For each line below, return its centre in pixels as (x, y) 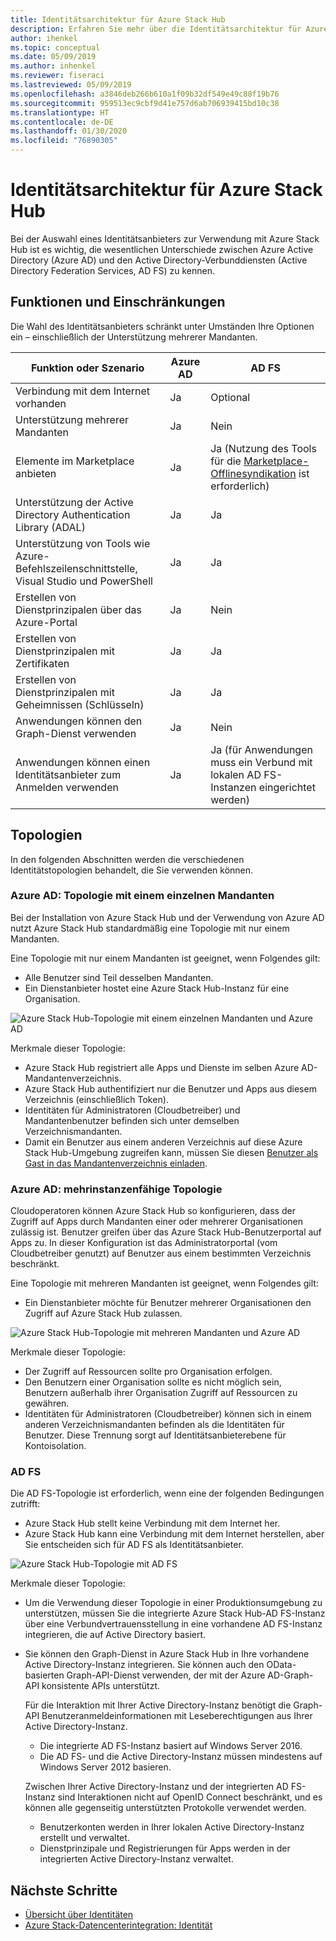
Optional (230, 397)
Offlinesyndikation (253, 473)
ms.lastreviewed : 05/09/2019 (71, 85)
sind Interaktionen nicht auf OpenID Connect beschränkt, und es (190, 1797)
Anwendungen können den (79, 721)
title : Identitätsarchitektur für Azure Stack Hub (118, 19)
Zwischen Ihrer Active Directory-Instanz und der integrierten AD (156, 1787)
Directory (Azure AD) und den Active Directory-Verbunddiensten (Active (159, 260)
